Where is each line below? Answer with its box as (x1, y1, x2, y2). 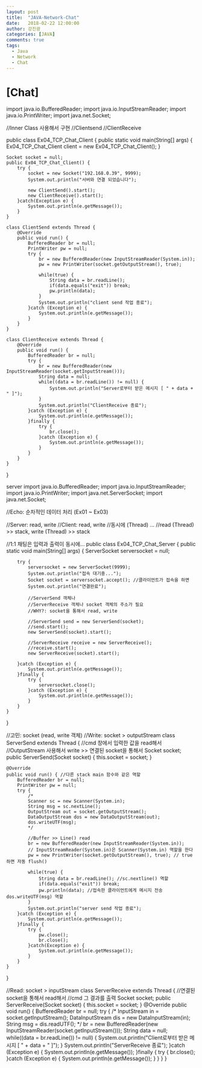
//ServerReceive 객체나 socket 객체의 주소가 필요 (28, 602, 144, 608)
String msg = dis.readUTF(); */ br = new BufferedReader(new (6, 1020, 159, 1028)
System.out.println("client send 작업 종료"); (38, 300, 153, 306)
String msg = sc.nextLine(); (28, 804, 101, 810)
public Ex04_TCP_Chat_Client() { (6, 160, 90, 166)
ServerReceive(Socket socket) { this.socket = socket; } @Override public (6, 1001, 188, 1009)
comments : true (6, 37, 45, 43)
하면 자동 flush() (6, 859, 48, 865)
